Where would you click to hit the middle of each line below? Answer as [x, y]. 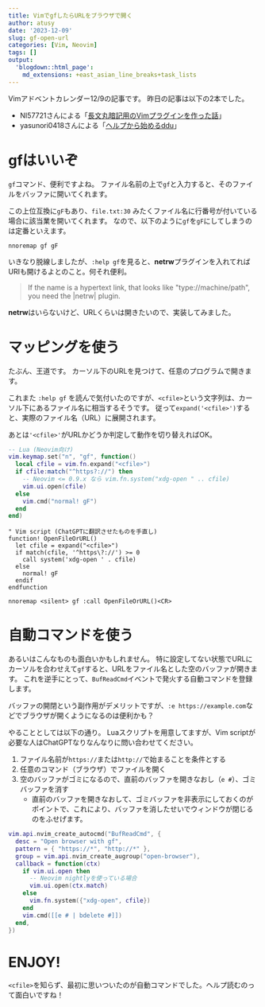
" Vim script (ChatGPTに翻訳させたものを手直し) [83, 532]
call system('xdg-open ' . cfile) [79, 560]
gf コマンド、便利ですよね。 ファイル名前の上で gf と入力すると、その [120, 184]
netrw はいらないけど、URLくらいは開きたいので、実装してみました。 [122, 312]
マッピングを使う [64, 347]
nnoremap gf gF [33, 246]
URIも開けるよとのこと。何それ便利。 [70, 271]
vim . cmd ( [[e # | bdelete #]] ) [73, 916]
